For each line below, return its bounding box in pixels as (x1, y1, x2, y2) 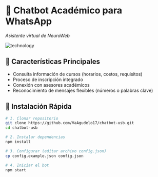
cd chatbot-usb (5, 125, 38, 130)
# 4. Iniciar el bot (5, 163, 50, 168)
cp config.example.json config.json (5, 153, 84, 159)
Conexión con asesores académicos (12, 82, 90, 88)
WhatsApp (5, 15, 52, 27)
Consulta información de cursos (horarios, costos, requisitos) (12, 71, 143, 77)
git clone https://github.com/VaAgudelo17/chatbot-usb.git (5, 121, 134, 126)
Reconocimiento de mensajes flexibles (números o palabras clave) (12, 87, 153, 93)
